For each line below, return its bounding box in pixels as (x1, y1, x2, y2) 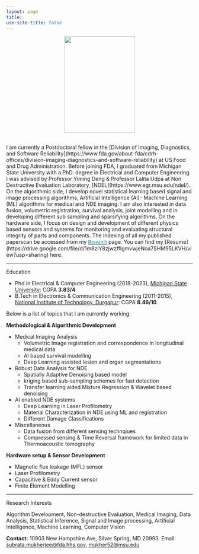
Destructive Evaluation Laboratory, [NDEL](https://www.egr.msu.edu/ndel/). (6, 182, 191, 189)
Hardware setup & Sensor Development (6, 452, 105, 459)
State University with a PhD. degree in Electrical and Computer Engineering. (6, 169, 191, 176)
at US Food (159, 157, 186, 164)
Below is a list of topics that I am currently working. (6, 310, 131, 317)
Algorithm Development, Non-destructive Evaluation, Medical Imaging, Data (6, 511, 191, 518)
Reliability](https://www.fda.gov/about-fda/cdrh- (40, 150, 159, 157)
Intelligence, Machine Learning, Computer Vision (6, 523, 126, 531)
